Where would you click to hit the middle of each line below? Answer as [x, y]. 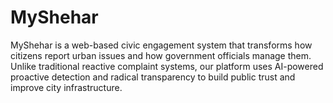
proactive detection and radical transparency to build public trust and [153, 77]
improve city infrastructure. [66, 87]
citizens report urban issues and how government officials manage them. [161, 55]
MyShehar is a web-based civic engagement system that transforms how [161, 45]
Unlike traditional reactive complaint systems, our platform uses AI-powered [167, 66]
